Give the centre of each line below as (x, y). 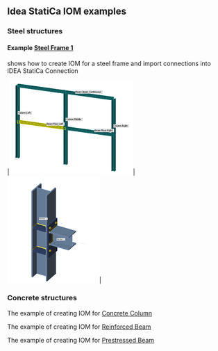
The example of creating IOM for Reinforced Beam (79, 327)
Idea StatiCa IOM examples (67, 11)
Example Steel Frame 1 (40, 47)
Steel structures (35, 31)
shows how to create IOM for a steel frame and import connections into (109, 63)
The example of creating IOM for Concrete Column (80, 313)
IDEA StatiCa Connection (43, 71)
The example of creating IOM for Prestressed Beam (81, 340)
